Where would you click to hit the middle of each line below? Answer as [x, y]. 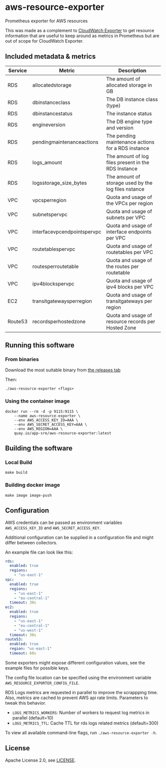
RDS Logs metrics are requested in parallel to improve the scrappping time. [82, 692]
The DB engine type [129, 121]
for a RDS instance [128, 148]
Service [18, 70]
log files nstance [125, 189]
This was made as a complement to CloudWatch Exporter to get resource [80, 30]
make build [16, 473]
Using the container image [38, 401]
